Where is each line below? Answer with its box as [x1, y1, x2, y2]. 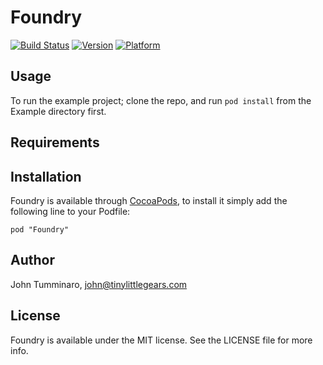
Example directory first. [10, 105, 107, 117]
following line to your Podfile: [10, 205, 131, 217]
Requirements [10, 134, 100, 151]
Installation [10, 168, 82, 185]
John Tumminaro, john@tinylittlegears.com [10, 278, 188, 290]
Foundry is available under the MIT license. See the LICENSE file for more [10, 334, 313, 346]
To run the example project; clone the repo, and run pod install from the [10, 94, 312, 106]
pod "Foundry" [10, 224, 70, 235]
